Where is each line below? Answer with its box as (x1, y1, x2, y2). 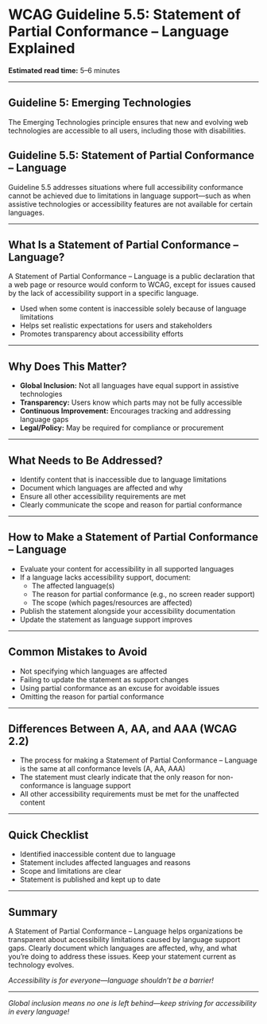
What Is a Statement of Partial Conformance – (8, 238, 239, 251)
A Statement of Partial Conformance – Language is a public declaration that (8, 272, 255, 281)
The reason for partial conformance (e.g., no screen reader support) (31, 589, 256, 599)
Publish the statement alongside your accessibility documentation (19, 606, 236, 615)
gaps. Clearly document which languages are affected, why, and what (8, 944, 238, 953)
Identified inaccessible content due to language (19, 849, 176, 859)
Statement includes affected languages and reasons (19, 858, 191, 867)
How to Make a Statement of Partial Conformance (8, 530, 258, 544)
